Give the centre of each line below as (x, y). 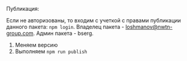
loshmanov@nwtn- (149, 27)
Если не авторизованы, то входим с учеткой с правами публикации (93, 20)
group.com (20, 33)
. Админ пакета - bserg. (63, 33)
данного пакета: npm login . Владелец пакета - (65, 27)
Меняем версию (36, 45)
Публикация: (23, 9)
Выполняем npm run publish (51, 51)
